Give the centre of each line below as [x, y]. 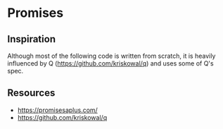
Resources [31, 93]
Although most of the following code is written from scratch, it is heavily [111, 56]
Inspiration [32, 39]
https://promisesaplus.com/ [58, 110]
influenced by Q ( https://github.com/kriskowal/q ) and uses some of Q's [110, 63]
